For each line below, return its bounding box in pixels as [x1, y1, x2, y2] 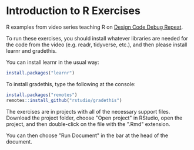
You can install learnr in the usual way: [6, 59, 99, 66]
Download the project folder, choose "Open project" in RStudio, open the [6, 114, 183, 121]
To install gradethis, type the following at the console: [6, 80, 136, 87]
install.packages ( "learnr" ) [6, 70, 75, 76]
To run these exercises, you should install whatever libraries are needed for [6, 35, 188, 42]
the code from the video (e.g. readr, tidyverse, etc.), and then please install [6, 41, 188, 48]
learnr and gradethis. [6, 47, 57, 54]
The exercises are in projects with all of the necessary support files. [6, 108, 170, 115]
